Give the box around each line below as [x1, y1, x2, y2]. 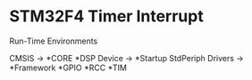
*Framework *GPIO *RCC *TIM [9, 62, 128, 73]
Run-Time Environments [9, 36, 98, 46]
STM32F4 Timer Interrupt [9, 6, 204, 27]
